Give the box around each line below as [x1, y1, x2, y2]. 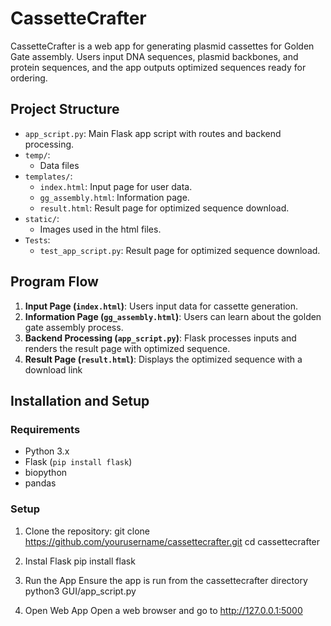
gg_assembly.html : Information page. [39, 191, 190, 203]
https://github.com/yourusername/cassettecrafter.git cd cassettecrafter [24, 535, 321, 547]
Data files [39, 159, 80, 171]
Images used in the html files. [39, 223, 162, 235]
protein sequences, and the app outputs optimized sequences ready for [10, 61, 307, 73]
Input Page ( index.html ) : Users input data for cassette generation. [24, 300, 298, 312]
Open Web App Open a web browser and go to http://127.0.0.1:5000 [24, 604, 303, 616]
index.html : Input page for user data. [39, 180, 193, 192]
